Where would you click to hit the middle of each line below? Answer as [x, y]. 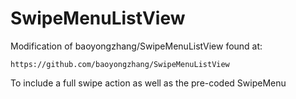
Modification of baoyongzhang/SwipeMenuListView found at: [136, 46]
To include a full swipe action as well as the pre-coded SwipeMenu [148, 83]
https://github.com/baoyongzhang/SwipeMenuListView [120, 64]
